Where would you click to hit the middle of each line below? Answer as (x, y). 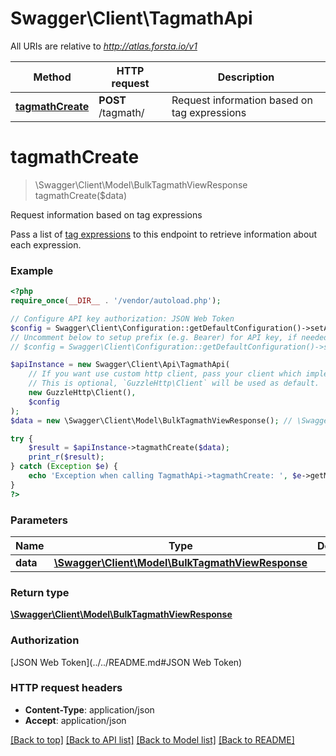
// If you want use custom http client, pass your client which (165, 374)
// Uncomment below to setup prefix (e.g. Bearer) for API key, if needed (169, 337)
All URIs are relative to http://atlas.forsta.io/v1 (104, 46)
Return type (40, 592)
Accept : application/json (75, 720)
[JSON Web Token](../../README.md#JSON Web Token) (126, 662)
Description (246, 77)
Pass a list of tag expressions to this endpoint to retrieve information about (164, 234)
